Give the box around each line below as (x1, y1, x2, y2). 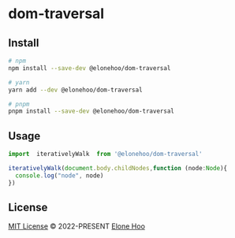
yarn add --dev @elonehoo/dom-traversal (8, 86, 144, 94)
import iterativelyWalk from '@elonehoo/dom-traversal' (8, 151, 203, 158)
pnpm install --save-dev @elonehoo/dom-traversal (8, 107, 175, 115)
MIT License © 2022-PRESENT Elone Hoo (8, 221, 146, 231)
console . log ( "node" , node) (15, 171, 104, 180)
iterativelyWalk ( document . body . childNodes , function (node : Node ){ (8, 164, 227, 172)
